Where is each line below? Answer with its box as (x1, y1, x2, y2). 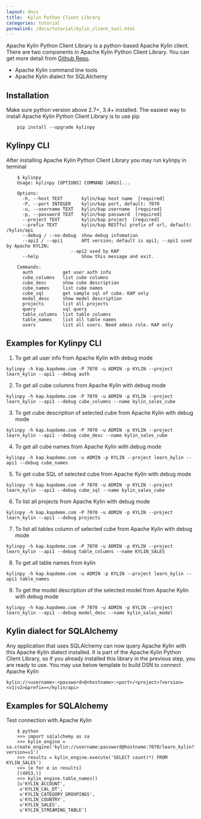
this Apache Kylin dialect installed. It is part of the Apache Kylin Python (6, 648, 182, 655)
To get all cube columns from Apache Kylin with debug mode (14, 381, 166, 388)
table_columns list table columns (22, 311, 112, 317)
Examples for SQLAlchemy (6, 701, 109, 711)
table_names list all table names (22, 316, 117, 322)
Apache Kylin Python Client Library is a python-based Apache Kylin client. (6, 42, 189, 49)
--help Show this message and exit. (22, 253, 154, 259)
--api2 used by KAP (70, 248, 119, 254)
